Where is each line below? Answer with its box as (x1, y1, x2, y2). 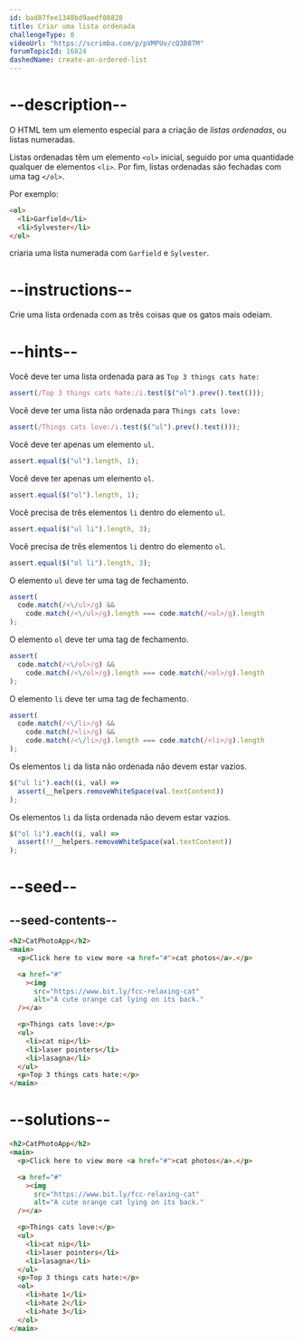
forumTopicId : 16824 (9, 47, 88, 56)
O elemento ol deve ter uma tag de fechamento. (9, 634, 189, 645)
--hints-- (9, 341, 79, 362)
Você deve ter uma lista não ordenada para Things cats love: (9, 405, 241, 416)
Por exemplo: (9, 188, 59, 199)
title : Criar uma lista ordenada (9, 22, 136, 31)
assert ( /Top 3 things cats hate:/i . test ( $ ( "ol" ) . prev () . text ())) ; (9, 389, 265, 398)
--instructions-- (9, 279, 133, 300)
